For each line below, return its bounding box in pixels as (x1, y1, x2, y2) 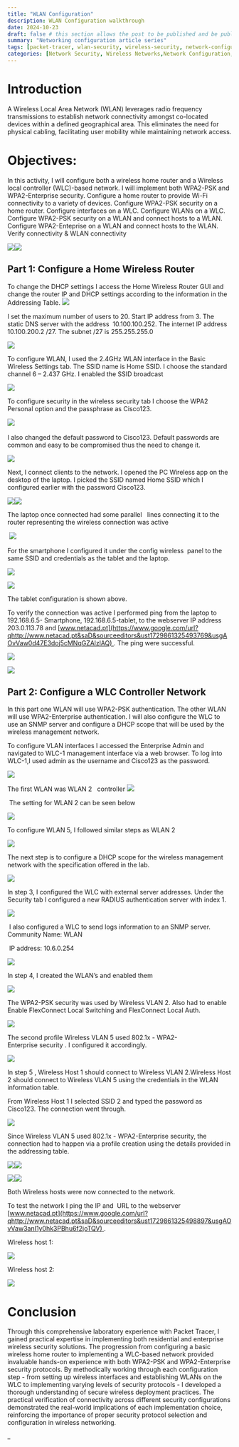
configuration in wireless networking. (7, 1418, 116, 1427)
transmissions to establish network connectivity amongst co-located (7, 112, 208, 121)
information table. (7, 1083, 59, 1092)
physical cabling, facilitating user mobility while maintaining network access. (7, 127, 232, 136)
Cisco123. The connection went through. (7, 1104, 127, 1114)
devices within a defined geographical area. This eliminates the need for (7, 119, 219, 128)
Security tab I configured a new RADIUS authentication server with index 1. (7, 895, 226, 904)
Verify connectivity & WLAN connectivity (7, 229, 127, 238)
